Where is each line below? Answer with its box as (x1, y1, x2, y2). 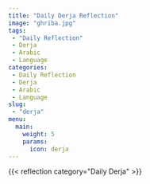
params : (22, 137, 48, 146)
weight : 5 (22, 130, 56, 138)
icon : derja (29, 145, 69, 153)
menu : (8, 115, 26, 123)
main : (15, 123, 34, 131)
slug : (8, 100, 26, 108)
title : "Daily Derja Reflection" (8, 11, 119, 20)
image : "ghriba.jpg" (8, 19, 77, 27)
